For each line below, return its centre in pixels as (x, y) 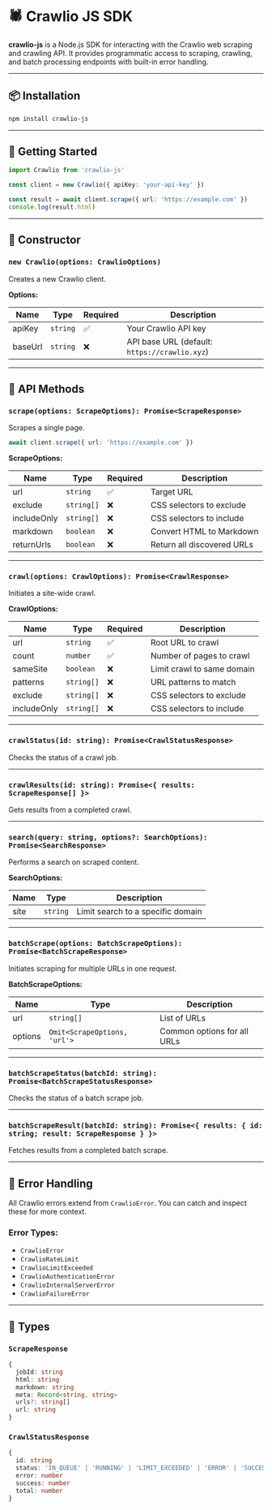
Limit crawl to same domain (203, 669)
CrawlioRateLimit (49, 1260)
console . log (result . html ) (52, 207)
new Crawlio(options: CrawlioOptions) (85, 262)
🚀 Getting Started (53, 152)
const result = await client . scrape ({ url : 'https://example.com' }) (128, 200)
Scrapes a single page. (47, 428)
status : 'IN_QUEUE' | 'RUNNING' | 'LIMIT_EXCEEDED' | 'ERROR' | (126, 1468)
